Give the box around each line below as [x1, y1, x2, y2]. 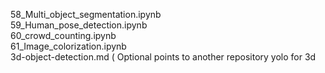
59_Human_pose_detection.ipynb [10, 19, 148, 31]
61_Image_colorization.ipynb [10, 40, 127, 52]
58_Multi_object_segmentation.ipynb [10, 9, 162, 20]
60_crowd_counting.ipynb [10, 30, 117, 41]
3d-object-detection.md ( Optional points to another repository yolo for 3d [10, 51, 317, 63]
